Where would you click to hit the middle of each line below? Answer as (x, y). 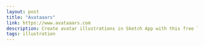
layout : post (23, 12)
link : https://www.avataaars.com (49, 23)
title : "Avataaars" (31, 17)
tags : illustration (31, 34)
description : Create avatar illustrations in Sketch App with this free (100, 28)
